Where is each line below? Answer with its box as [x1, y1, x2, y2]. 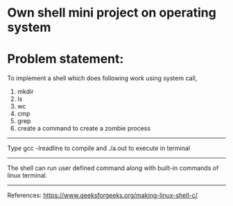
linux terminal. [7, 171, 48, 180]
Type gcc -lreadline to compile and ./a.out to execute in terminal [7, 144, 191, 153]
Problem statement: [7, 51, 124, 67]
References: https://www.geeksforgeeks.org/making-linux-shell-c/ [7, 191, 198, 200]
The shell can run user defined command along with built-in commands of [7, 164, 219, 172]
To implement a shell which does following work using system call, [7, 74, 198, 82]
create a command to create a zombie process [17, 124, 151, 133]
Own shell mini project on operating [7, 5, 216, 21]
